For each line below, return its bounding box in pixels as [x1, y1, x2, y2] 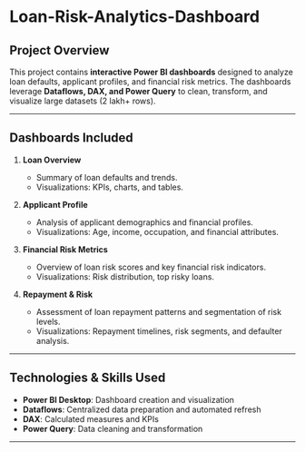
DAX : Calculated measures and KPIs [22, 413, 159, 424]
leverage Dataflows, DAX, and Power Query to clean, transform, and [9, 86, 268, 96]
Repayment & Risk [22, 289, 93, 300]
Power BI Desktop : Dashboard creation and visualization [22, 394, 234, 405]
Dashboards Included [9, 130, 133, 146]
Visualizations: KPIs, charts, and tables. [35, 182, 184, 192]
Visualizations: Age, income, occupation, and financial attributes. [35, 226, 280, 237]
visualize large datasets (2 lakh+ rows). [9, 95, 156, 106]
